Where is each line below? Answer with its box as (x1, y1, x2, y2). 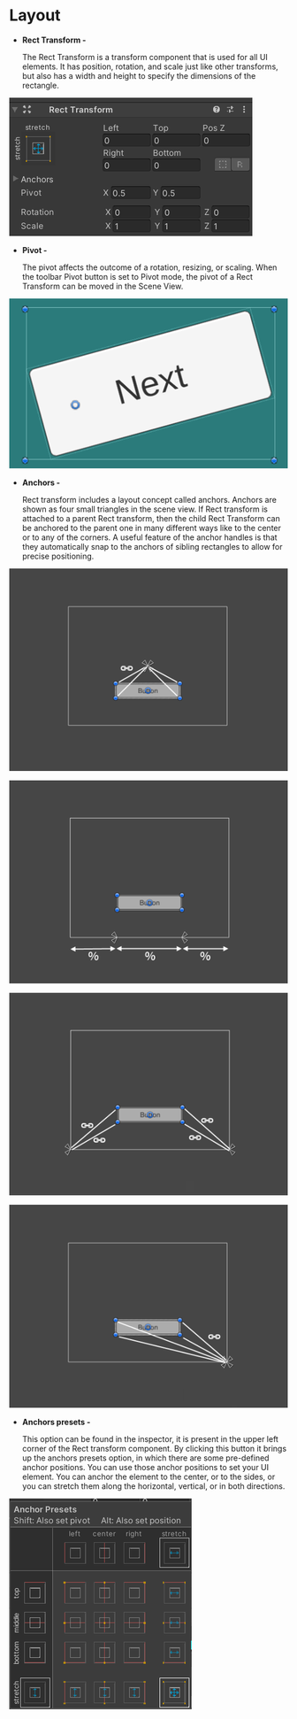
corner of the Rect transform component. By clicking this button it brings (21, 1443, 287, 1453)
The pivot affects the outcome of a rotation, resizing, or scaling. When (21, 262, 278, 273)
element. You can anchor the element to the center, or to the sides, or (21, 1471, 276, 1482)
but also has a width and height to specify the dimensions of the (21, 70, 256, 81)
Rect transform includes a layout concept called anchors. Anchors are (21, 494, 277, 505)
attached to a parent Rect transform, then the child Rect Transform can (21, 513, 280, 523)
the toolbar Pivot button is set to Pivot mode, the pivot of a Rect (21, 271, 254, 281)
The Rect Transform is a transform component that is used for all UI (21, 51, 268, 62)
